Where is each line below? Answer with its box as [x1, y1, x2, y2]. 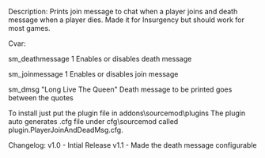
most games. [8, 24, 51, 32]
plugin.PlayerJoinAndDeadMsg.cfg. [8, 126, 124, 134]
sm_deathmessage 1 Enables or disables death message [8, 55, 192, 63]
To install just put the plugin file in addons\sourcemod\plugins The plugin [8, 108, 246, 118]
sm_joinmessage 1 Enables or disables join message [8, 70, 179, 78]
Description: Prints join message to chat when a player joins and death [8, 7, 238, 16]
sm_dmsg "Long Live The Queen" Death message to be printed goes [8, 85, 233, 94]
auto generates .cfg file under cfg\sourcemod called [8, 117, 179, 126]
